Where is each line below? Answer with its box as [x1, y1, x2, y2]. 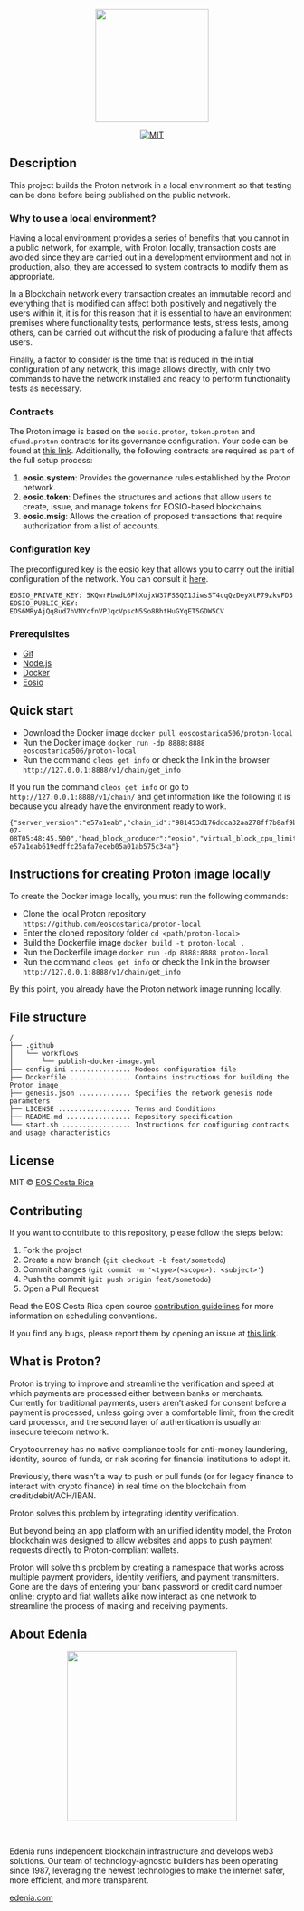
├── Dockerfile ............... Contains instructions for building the [9, 1073, 290, 1082]
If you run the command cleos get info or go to [9, 781, 189, 792]
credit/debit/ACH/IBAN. [9, 1489, 97, 1501]
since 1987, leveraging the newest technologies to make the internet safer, [9, 1865, 286, 1876]
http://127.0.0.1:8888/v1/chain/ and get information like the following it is [9, 791, 291, 802]
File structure [9, 1010, 87, 1025]
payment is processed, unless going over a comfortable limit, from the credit [9, 1407, 295, 1418]
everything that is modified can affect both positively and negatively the [9, 299, 278, 309]
